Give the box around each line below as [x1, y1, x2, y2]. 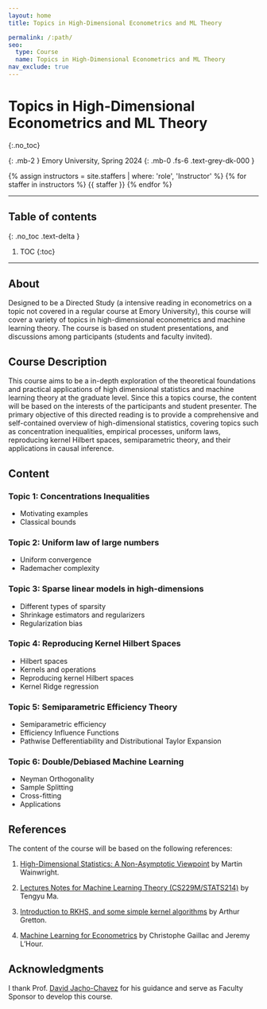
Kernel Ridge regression [19, 681, 99, 691]
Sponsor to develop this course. [8, 992, 113, 1002]
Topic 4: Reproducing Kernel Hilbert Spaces [8, 638, 181, 649]
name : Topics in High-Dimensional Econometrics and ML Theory [15, 56, 226, 64]
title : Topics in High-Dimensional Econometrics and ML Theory [8, 19, 222, 27]
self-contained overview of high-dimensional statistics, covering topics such [8, 418, 259, 428]
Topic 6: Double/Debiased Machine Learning [8, 756, 184, 767]
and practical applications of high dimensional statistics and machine [8, 385, 234, 394]
